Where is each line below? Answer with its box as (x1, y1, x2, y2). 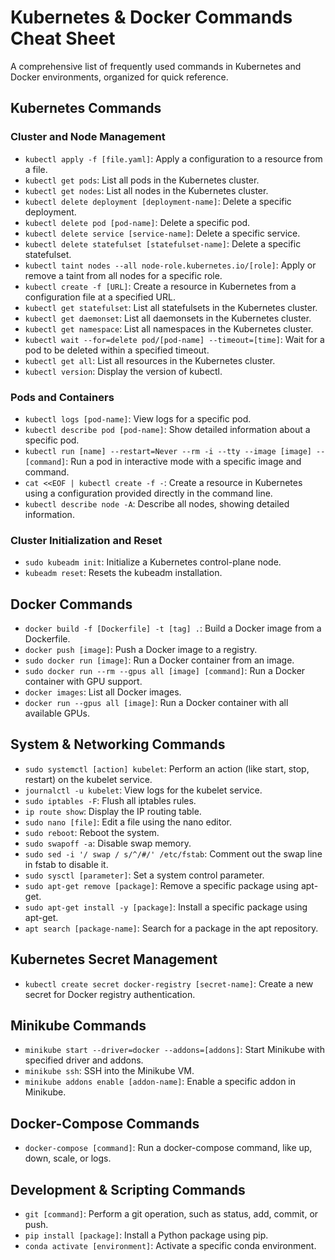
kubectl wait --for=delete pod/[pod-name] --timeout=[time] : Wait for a (24, 333, 325, 345)
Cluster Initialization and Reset (10, 533, 163, 547)
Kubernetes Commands (10, 100, 162, 117)
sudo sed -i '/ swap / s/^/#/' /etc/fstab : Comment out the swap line (24, 847, 323, 860)
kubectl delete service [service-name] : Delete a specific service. (24, 227, 301, 239)
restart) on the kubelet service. (24, 773, 153, 785)
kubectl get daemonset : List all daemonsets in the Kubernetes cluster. (24, 312, 312, 324)
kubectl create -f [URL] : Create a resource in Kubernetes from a (24, 280, 297, 292)
